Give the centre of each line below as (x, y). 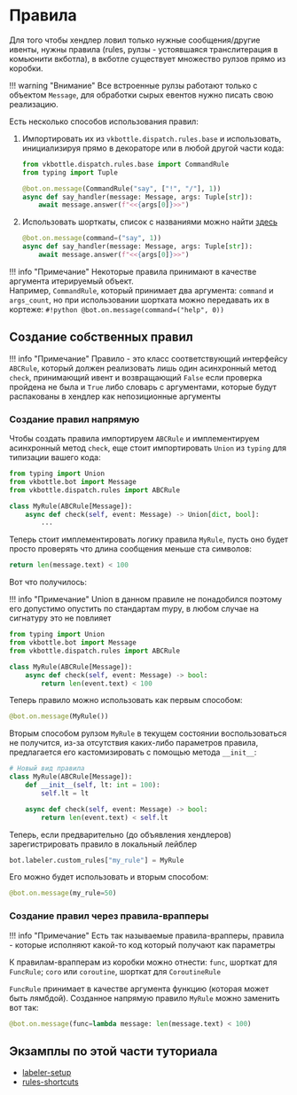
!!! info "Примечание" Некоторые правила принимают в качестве (133, 271)
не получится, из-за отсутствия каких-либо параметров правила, (134, 743)
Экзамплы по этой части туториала (113, 1051)
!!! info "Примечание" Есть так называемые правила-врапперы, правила (147, 935)
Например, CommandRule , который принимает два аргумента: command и (141, 290)
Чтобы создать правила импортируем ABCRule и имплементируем (134, 439)
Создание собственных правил (101, 337)
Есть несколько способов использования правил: (104, 121)
